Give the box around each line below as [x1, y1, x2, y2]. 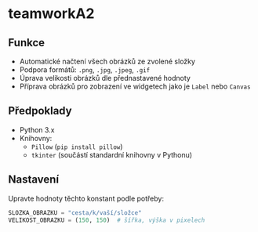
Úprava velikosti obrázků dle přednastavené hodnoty [19, 74, 191, 82]
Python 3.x [19, 125, 55, 134]
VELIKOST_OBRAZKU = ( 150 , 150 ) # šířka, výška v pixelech [8, 216, 205, 224]
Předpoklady [8, 104, 72, 118]
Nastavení [8, 173, 60, 187]
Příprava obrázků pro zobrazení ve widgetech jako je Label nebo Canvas [19, 82, 251, 91]
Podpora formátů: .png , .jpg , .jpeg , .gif [19, 65, 151, 74]
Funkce [8, 36, 45, 49]
